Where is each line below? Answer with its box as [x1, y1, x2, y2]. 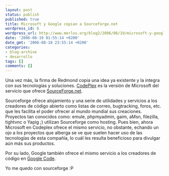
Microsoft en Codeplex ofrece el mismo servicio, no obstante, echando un [5, 124, 159, 131]
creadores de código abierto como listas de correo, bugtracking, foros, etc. [5, 103, 161, 109]
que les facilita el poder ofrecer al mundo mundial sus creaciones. [5, 109, 142, 115]
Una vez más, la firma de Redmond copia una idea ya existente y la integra [5, 77, 160, 83]
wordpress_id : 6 [5, 26, 39, 31]
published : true [5, 17, 39, 22]
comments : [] [5, 63, 33, 68]
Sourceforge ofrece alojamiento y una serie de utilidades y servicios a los [5, 98, 157, 104]
